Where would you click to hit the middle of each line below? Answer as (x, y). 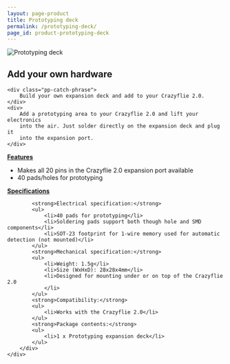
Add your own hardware (60, 74)
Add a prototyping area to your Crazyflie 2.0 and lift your (109, 114)
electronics (24, 120)
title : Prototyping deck (43, 20)
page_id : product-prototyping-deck (58, 33)
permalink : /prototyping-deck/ (52, 26)
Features (20, 157)
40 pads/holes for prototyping (60, 178)
